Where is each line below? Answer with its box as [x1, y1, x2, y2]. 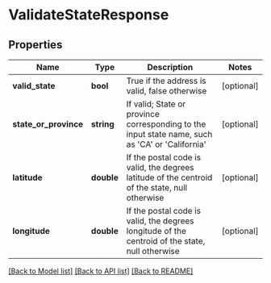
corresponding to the [126, 119, 206, 130]
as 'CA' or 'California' [126, 139, 207, 150]
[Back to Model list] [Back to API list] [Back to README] [8, 266, 194, 276]
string [91, 119, 115, 130]
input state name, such [126, 129, 213, 139]
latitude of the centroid [126, 172, 213, 183]
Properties [8, 38, 63, 52]
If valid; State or [126, 98, 186, 110]
